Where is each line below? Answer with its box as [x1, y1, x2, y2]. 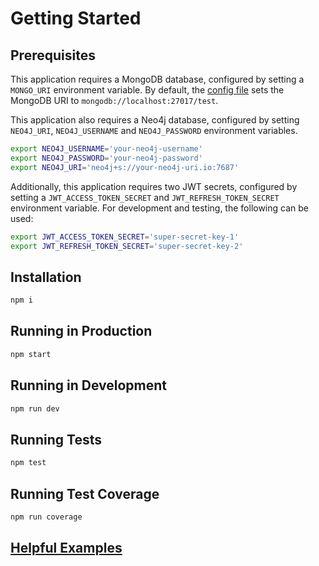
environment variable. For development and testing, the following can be [10, 202, 309, 214]
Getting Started [10, 7, 142, 30]
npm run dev [10, 403, 60, 414]
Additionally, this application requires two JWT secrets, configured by [10, 180, 298, 192]
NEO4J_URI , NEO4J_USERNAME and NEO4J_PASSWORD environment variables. [10, 125, 298, 136]
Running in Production [10, 323, 153, 340]
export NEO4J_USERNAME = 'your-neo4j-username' [10, 144, 203, 154]
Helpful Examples [10, 540, 123, 557]
